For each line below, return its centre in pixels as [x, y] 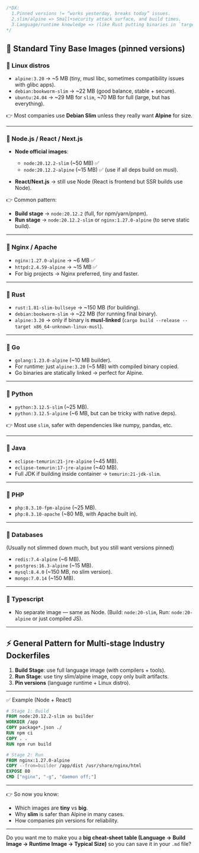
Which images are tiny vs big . [51, 808]
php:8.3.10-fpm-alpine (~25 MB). [55, 508]
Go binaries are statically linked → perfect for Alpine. [79, 373]
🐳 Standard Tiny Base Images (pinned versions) [96, 48]
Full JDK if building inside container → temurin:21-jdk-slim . [88, 473]
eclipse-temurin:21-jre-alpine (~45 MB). [66, 461]
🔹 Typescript [25, 599]
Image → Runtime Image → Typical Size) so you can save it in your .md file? [99, 844]
